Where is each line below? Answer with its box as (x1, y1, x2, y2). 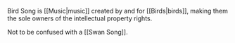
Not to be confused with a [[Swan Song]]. (7, 28, 128, 36)
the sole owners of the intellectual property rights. (7, 14, 153, 23)
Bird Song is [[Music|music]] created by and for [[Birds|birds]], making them (7, 7, 229, 15)
